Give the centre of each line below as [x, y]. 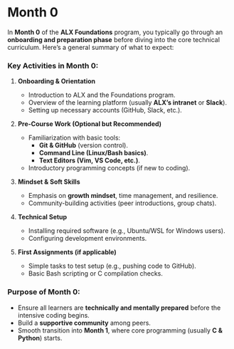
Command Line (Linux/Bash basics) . [94, 153]
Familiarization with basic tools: [74, 138]
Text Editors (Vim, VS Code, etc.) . [90, 160]
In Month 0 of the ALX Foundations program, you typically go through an [115, 32]
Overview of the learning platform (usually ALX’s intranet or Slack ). [128, 103]
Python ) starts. [40, 338]
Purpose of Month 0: [44, 292]
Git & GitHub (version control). [83, 145]
